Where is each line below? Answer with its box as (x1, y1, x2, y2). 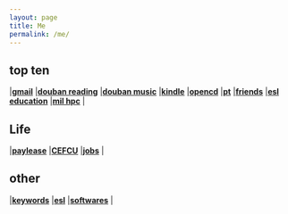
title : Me (9, 21, 47, 30)
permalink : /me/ (9, 29, 70, 38)
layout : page (9, 12, 58, 22)
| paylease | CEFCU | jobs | (9, 145, 105, 156)
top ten (9, 62, 50, 78)
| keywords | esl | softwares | (9, 194, 114, 205)
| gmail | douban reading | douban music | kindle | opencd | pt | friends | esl (9, 86, 280, 97)
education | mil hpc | (9, 95, 86, 107)
